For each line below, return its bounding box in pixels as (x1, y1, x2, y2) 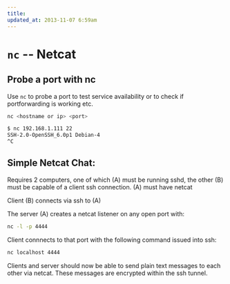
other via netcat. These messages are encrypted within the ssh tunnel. (7, 269, 208, 277)
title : (7, 10, 26, 17)
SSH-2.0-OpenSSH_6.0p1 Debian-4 (7, 132, 100, 139)
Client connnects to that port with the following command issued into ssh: (7, 236, 217, 244)
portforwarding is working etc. (7, 100, 93, 108)
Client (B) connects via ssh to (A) (7, 196, 102, 205)
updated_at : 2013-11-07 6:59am (7, 17, 97, 23)
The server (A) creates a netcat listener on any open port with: (7, 209, 185, 218)
